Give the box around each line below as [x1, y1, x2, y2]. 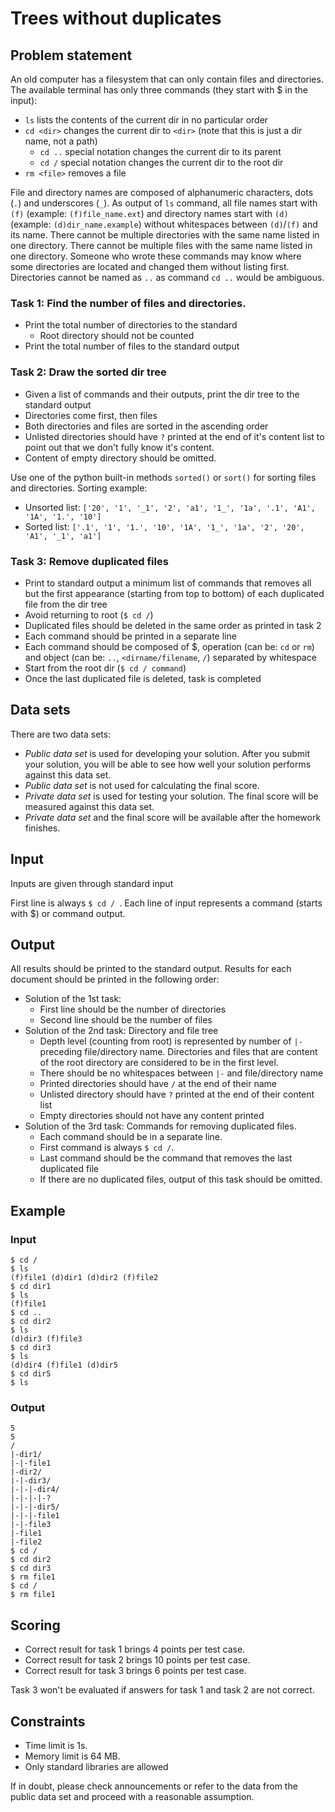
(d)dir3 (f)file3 [10, 1334, 83, 1344]
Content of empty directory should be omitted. [24, 452, 217, 464]
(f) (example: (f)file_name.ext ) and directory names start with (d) [10, 208, 289, 219]
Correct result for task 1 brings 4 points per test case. [24, 1643, 246, 1656]
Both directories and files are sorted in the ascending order [24, 420, 269, 432]
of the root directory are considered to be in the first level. [39, 1057, 279, 1069]
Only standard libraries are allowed [24, 1760, 169, 1772]
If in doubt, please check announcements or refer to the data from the [10, 1780, 298, 1792]
